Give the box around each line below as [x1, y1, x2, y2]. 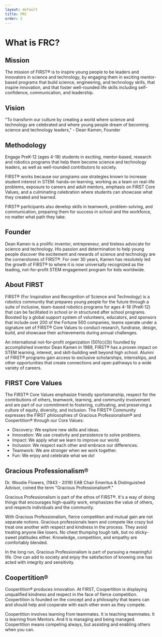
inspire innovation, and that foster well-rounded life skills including [5, 84, 137, 90]
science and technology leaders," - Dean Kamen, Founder [5, 127, 121, 133]
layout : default [5, 7, 38, 12]
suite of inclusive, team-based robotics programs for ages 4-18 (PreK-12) [5, 304, 151, 310]
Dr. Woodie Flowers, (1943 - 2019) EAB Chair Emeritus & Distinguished [5, 480, 146, 486]
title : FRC [5, 12, 27, 16]
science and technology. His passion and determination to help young [5, 246, 144, 252]
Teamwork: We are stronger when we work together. [12, 447, 117, 454]
